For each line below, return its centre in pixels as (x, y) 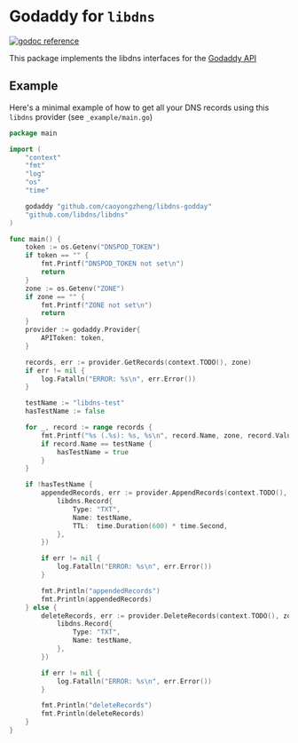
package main (33, 133)
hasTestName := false (65, 411)
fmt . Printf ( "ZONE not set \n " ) (97, 305)
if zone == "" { (55, 296)
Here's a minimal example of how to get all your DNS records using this (139, 107)
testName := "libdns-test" (75, 403)
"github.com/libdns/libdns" (77, 215)
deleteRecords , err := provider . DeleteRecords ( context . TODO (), (160, 616)
